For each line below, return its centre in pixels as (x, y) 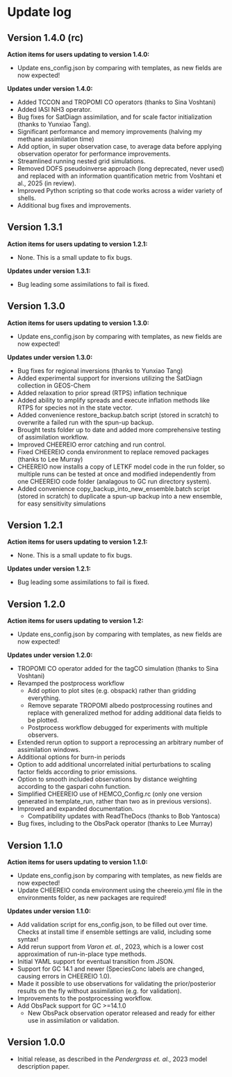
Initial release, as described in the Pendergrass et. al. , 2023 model (112, 1059)
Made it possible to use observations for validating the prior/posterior (117, 984)
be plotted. (43, 720)
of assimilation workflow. (53, 437)
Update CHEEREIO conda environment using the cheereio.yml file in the (120, 890)
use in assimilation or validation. (73, 1021)
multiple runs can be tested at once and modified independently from (116, 474)
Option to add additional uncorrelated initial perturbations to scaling (114, 765)
